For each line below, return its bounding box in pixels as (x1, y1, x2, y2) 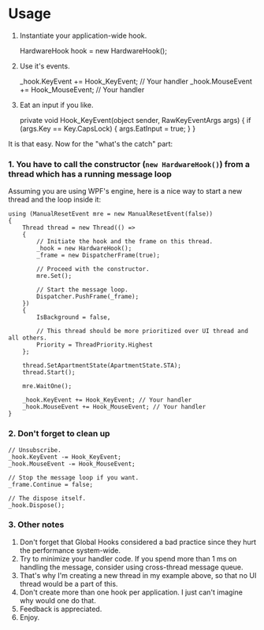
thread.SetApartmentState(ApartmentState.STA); (22, 361, 181, 370)
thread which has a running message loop (8, 169, 172, 180)
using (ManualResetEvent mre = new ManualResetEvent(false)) (8, 210, 214, 218)
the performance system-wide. (19, 545, 121, 555)
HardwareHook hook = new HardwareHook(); (19, 46, 168, 55)
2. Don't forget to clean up (8, 428, 110, 439)
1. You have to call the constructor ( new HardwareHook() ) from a (8, 158, 251, 169)
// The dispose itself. (8, 494, 87, 502)
